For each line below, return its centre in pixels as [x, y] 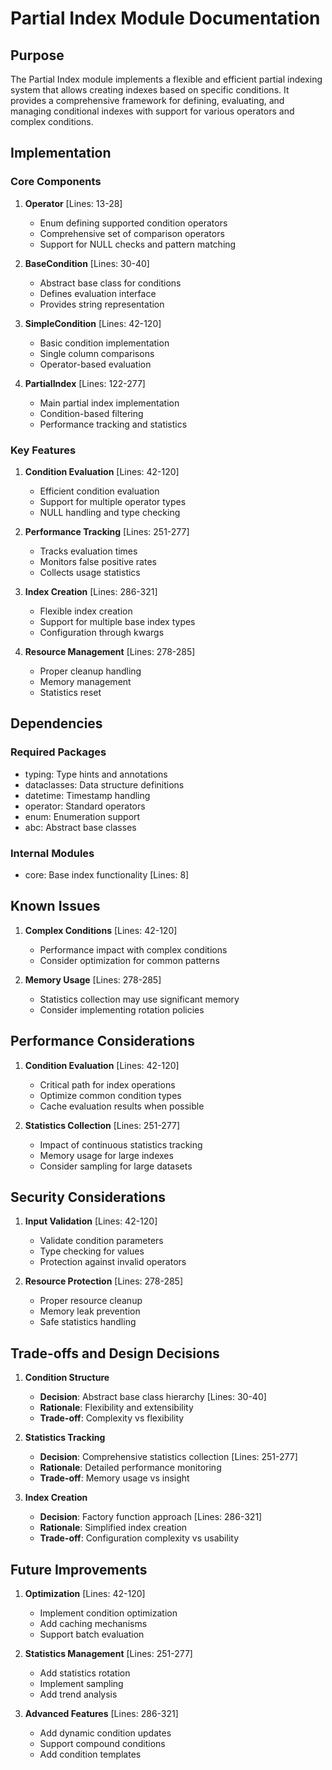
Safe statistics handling [88, 1322]
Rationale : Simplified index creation [113, 1528]
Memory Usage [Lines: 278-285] [93, 979]
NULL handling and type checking [110, 512]
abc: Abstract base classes [80, 827]
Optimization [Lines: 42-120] [85, 1594]
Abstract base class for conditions [110, 283]
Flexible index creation [86, 611]
